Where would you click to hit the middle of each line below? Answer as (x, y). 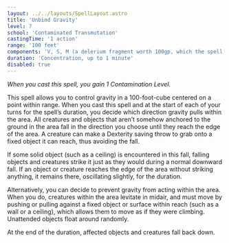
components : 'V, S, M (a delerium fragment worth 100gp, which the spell (115, 52)
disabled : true (29, 65)
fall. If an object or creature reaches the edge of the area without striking (110, 169)
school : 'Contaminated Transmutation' (63, 33)
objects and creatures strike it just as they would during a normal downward (115, 161)
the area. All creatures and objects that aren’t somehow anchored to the (109, 119)
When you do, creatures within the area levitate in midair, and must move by (115, 197)
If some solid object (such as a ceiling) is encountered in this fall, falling (108, 154)
